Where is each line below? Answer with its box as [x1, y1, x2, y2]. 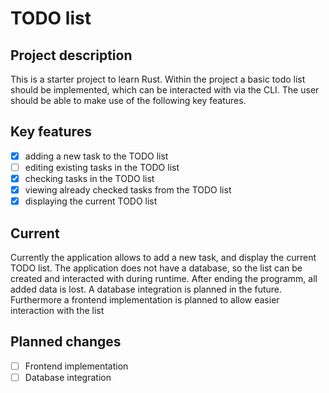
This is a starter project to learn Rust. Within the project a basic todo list [10, 73, 306, 85]
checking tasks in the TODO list [24, 172, 155, 184]
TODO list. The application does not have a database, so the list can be [10, 262, 303, 274]
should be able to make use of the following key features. [10, 95, 247, 106]
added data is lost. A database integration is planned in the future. [10, 283, 283, 295]
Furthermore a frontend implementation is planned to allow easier [10, 293, 280, 306]
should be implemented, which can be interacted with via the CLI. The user [10, 84, 320, 96]
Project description [10, 47, 133, 64]
